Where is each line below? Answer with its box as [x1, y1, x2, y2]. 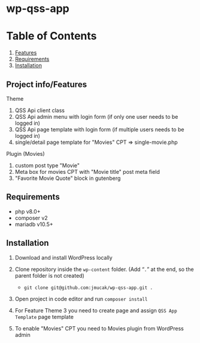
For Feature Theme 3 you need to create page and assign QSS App [14, 306, 178, 314]
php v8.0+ [14, 207, 41, 215]
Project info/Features [6, 79, 87, 89]
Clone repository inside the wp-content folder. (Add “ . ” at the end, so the [14, 266, 194, 273]
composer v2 [14, 214, 48, 221]
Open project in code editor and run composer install [14, 295, 148, 302]
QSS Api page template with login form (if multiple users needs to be [14, 125, 184, 133]
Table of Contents [6, 29, 97, 43]
